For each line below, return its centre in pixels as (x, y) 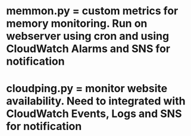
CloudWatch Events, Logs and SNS (94, 114)
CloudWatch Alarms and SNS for (88, 49)
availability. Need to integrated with (96, 101)
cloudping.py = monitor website (87, 89)
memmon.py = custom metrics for (92, 11)
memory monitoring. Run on (77, 23)
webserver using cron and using (88, 36)
